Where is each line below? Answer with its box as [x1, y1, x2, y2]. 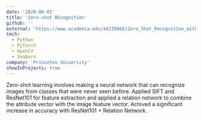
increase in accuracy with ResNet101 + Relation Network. [6, 107, 147, 115]
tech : [6, 31, 20, 37]
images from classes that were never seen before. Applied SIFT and [6, 88, 174, 95]
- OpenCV [11, 48, 34, 54]
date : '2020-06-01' [6, 8, 55, 15]
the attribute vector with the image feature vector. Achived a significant [6, 101, 183, 108]
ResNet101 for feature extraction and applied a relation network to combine [6, 94, 192, 101]
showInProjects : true [6, 65, 61, 71]
